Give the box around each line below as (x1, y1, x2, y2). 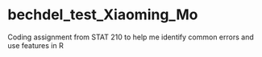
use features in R (7, 40, 64, 50)
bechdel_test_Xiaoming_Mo (7, 6, 198, 24)
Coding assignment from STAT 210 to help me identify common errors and (7, 32, 255, 42)
